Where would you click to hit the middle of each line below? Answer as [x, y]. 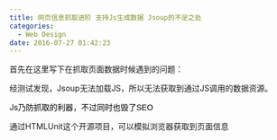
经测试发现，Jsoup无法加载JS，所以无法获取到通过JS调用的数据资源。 [141, 88]
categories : [32, 26]
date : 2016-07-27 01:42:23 [60, 43]
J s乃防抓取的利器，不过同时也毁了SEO [81, 108]
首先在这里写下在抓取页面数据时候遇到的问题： [96, 69]
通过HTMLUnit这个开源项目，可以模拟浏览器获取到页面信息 [119, 127]
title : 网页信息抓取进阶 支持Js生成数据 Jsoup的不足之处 [106, 17]
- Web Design [42, 34]
